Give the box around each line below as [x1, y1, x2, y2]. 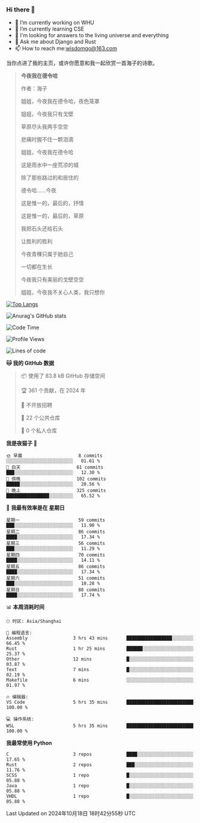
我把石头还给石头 [20, 225, 63, 233]
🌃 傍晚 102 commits [6, 476, 106, 482]
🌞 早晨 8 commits [6, 453, 103, 459]
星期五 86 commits [6, 563, 106, 570]
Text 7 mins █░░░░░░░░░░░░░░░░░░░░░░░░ [6, 667, 194, 673]
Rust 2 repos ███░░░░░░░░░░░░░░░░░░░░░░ [6, 762, 194, 768]
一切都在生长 [20, 263, 53, 270]
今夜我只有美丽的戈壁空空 [20, 276, 84, 284]
